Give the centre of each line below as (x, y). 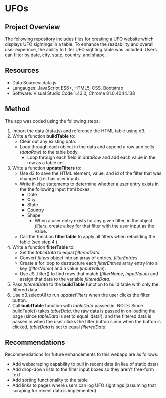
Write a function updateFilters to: (47, 168)
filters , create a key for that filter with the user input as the (94, 226)
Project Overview (33, 27)
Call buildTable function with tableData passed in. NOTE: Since (78, 305)
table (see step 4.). (39, 242)
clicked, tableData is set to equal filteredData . (60, 327)
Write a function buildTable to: (44, 136)
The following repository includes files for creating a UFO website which (79, 39)
